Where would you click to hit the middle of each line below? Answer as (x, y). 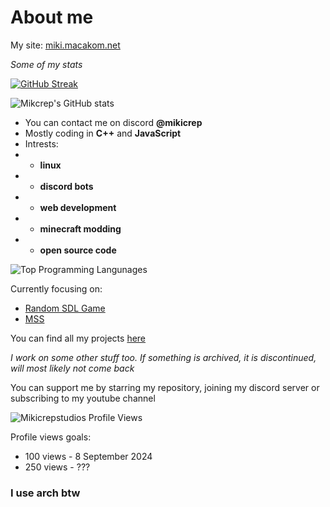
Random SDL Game (65, 308)
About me (52, 17)
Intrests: (41, 143)
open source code (78, 250)
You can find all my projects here (78, 338)
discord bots (66, 186)
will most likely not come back (72, 368)
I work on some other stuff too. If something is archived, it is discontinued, (163, 357)
